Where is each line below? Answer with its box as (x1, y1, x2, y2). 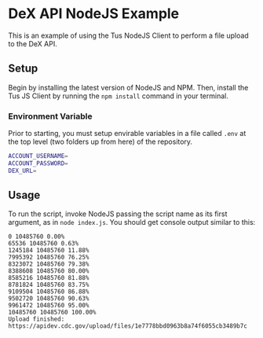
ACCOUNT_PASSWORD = (8, 159, 68, 167)
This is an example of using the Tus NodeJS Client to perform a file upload (8, 31, 249, 40)
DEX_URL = (8, 167, 37, 175)
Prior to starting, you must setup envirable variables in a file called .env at (8, 129, 247, 138)
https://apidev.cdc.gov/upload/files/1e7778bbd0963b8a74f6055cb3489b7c (8, 322, 247, 330)
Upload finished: (8, 315, 65, 323)
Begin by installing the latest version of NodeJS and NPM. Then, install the (8, 83, 249, 92)
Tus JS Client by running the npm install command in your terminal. (8, 91, 229, 101)
